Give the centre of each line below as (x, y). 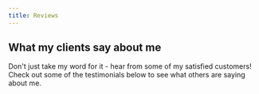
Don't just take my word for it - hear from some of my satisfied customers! (130, 66)
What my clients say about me (85, 48)
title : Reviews (33, 15)
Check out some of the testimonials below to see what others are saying (127, 75)
